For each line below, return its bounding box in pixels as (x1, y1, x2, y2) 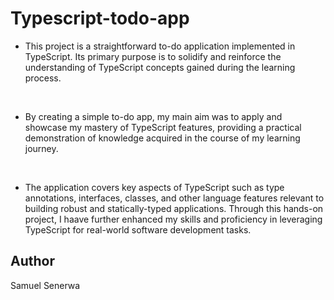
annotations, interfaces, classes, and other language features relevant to (24, 192, 325, 204)
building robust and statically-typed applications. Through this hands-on (24, 202, 324, 214)
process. (24, 72, 62, 84)
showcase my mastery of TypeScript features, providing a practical (24, 121, 302, 133)
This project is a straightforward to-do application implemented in (24, 40, 296, 52)
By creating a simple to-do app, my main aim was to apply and (24, 110, 283, 122)
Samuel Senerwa (10, 279, 81, 291)
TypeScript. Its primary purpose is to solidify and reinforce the (24, 50, 282, 62)
